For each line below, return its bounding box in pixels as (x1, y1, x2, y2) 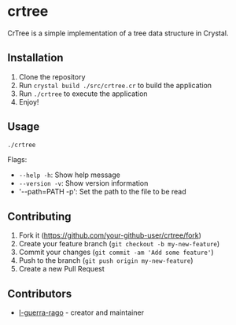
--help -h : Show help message (18, 170, 121, 179)
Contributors (7, 286, 72, 301)
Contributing (7, 209, 72, 223)
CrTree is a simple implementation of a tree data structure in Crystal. (7, 28, 229, 38)
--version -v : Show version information (18, 179, 149, 188)
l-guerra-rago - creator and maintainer (18, 308, 145, 317)
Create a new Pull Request (18, 264, 105, 274)
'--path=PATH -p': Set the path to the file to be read (18, 187, 186, 197)
